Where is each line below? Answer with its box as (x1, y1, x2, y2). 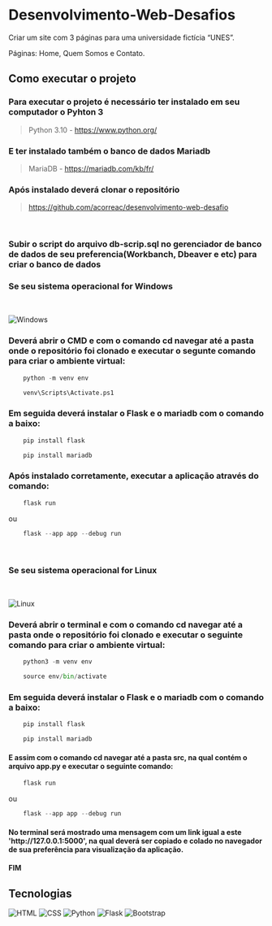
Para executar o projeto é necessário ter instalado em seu (8, 96, 240, 107)
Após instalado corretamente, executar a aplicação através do (8, 470, 259, 481)
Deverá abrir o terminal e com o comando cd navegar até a (8, 619, 244, 630)
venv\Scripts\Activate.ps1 (23, 389, 114, 397)
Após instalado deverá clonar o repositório (8, 184, 180, 195)
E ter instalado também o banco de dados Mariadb (8, 145, 211, 156)
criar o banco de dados (8, 259, 101, 270)
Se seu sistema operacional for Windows (8, 280, 173, 292)
